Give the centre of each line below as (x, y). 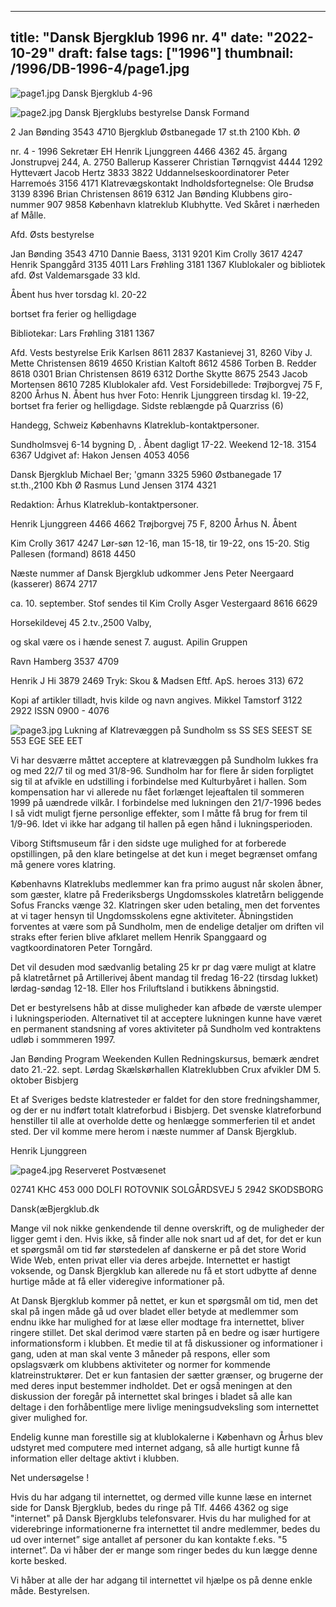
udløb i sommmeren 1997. (63, 1039)
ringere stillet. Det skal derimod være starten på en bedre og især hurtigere (165, 1332)
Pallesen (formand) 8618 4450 (73, 553)
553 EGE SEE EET (47, 740)
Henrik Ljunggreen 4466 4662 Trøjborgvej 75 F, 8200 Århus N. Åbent (154, 523)
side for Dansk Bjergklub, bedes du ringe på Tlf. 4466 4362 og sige (149, 1507)
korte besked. (39, 1560)
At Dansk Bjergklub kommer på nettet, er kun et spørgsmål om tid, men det (164, 1300)
